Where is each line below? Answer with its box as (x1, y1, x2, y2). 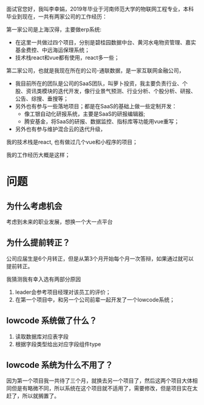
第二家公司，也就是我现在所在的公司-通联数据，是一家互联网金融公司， (6, 67, 185, 74)
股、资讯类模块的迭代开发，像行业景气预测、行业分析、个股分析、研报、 (15, 88, 196, 94)
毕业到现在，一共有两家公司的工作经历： (6, 13, 107, 20)
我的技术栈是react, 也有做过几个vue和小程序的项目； (6, 139, 138, 145)
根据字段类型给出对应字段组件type (15, 340, 101, 348)
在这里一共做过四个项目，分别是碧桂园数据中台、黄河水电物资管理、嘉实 (15, 39, 196, 46)
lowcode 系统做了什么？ (6, 316, 97, 326)
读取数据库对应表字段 (15, 333, 69, 340)
